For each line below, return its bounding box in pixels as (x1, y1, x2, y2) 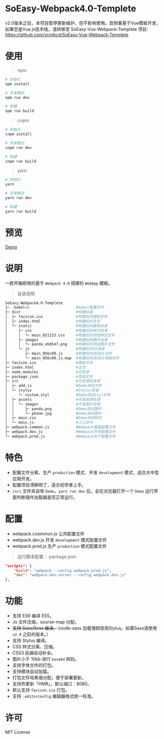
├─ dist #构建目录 (5, 310, 93, 315)
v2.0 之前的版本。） (12, 632, 51, 638)
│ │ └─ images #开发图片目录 (5, 401, 100, 406)
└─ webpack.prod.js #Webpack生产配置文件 (5, 434, 116, 439)
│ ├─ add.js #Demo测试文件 (5, 383, 102, 389)
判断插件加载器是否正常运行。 (16, 494, 78, 500)
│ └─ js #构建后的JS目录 (5, 346, 105, 351)
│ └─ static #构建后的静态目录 (5, 323, 108, 328)
